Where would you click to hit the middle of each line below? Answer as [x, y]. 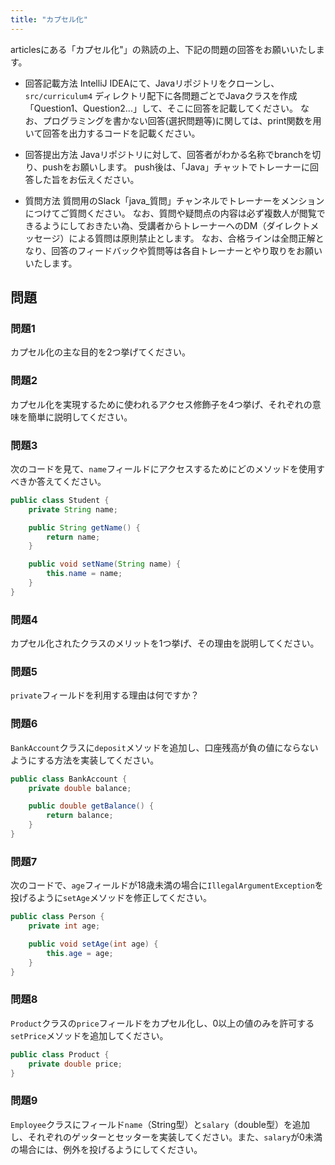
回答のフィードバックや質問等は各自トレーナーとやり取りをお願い [187, 250]
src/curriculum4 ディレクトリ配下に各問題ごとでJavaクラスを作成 [161, 95]
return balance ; [80, 816]
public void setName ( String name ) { [105, 564]
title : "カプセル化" [49, 19]
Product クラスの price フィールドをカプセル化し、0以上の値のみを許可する [162, 1023]
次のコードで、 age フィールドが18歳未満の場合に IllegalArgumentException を [167, 885]
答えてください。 [71, 481]
